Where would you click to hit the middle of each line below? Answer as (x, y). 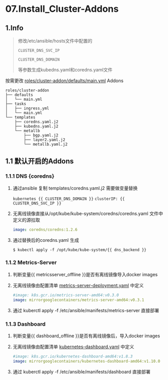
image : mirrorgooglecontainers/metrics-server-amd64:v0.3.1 (78, 300)
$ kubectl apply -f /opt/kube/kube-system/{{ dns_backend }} (80, 250)
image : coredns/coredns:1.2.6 (45, 230)
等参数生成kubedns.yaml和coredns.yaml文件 (65, 70)
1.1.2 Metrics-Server (31, 262)
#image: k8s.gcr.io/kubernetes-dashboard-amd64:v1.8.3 (73, 356)
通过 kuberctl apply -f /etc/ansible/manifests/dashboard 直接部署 (81, 372)
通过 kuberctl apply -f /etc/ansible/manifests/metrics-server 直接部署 (86, 310)
